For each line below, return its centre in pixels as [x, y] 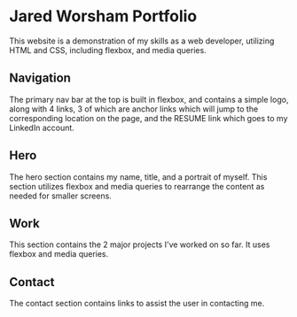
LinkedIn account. [42, 128]
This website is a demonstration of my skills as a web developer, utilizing [142, 41]
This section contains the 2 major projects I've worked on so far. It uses [140, 244]
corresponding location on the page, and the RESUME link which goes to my [148, 118]
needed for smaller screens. [61, 196]
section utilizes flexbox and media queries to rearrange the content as [137, 186]
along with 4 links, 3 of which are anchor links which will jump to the [134, 109]
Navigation [40, 78]
